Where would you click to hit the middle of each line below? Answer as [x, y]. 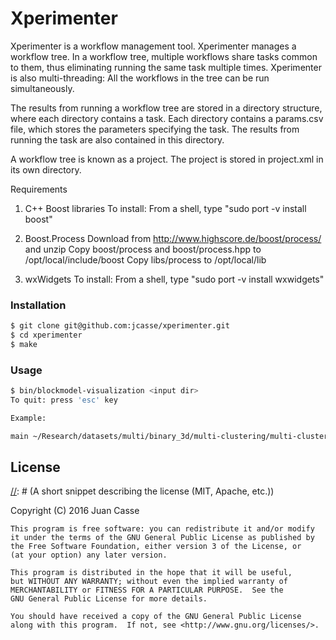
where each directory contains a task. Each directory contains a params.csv [167, 118]
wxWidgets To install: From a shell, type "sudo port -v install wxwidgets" [174, 279]
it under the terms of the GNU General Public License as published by [162, 538]
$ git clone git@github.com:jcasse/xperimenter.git [120, 326]
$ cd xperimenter [46, 335]
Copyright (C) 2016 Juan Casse [75, 511]
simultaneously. [42, 88]
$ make [24, 344]
